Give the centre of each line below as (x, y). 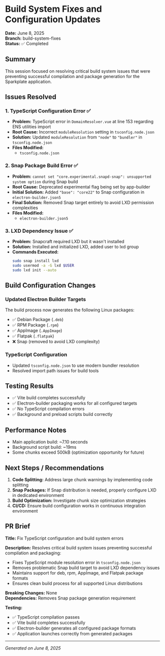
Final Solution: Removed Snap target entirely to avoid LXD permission (83, 202)
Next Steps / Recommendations (55, 468)
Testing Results (29, 386)
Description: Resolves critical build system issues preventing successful (79, 547)
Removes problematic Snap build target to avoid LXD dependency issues (86, 568)
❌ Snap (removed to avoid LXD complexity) (56, 342)
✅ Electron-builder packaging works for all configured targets (75, 403)
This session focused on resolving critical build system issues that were (78, 71)
